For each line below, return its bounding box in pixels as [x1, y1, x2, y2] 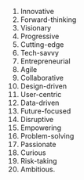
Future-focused [20, 106, 71, 116]
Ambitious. [20, 164, 56, 174]
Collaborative [20, 74, 64, 82]
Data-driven [20, 98, 60, 107]
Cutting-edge [20, 40, 64, 49]
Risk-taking [20, 157, 57, 165]
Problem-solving [20, 131, 75, 140]
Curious [20, 148, 46, 157]
